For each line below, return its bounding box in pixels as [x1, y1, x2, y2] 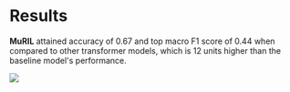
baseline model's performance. [9, 55, 128, 66]
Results [9, 5, 68, 26]
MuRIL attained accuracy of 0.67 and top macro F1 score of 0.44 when [9, 36, 275, 46]
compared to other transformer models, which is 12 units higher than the [9, 45, 281, 56]
